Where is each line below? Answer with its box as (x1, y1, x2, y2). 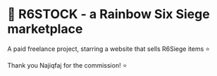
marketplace (7, 21, 83, 37)
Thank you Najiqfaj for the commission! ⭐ (7, 61, 128, 69)
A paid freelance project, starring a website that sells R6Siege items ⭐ (7, 45, 210, 53)
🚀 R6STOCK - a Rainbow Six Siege (7, 6, 210, 22)
